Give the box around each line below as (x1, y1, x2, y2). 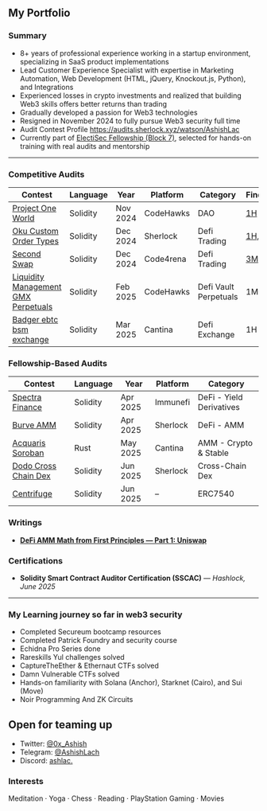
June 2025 (19, 581, 56, 591)
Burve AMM (12, 419, 57, 431)
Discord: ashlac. (19, 755, 73, 765)
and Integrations (19, 82, 74, 92)
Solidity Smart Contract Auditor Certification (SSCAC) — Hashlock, (19, 573, 246, 583)
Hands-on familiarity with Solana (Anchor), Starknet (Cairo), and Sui (19, 678, 242, 688)
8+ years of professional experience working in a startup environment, (19, 48, 251, 58)
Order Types (12, 235, 60, 246)
